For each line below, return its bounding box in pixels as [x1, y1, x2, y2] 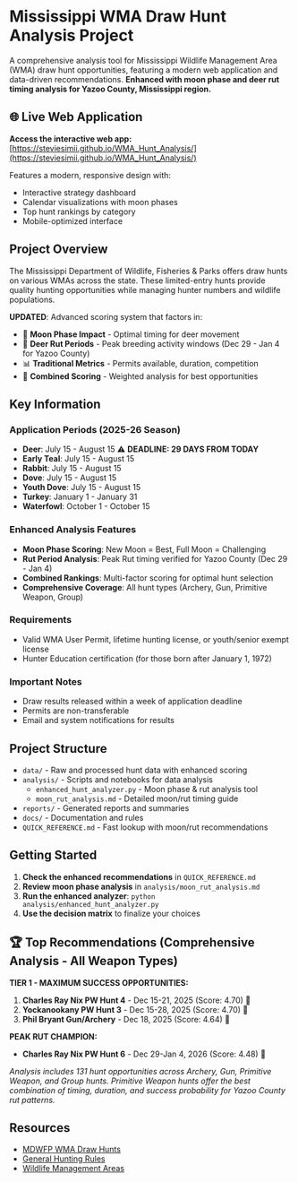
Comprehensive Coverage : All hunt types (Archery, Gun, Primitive [21, 582, 268, 592]
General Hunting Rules [21, 1153, 106, 1164]
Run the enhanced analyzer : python [21, 890, 156, 902]
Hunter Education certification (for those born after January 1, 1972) [21, 652, 273, 664]
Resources [9, 1120, 71, 1135]
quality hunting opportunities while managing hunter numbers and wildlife [9, 284, 281, 295]
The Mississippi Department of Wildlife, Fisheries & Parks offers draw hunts [9, 265, 288, 276]
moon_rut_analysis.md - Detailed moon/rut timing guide [35, 793, 239, 804]
